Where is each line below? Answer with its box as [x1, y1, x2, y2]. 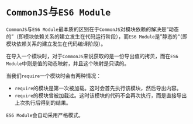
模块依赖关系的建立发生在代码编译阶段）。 [6, 40, 106, 47]
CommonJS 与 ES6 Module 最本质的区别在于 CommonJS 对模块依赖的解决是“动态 [6, 26, 180, 33]
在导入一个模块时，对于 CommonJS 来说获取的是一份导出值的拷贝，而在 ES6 [6, 52, 178, 59]
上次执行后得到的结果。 [14, 99, 71, 106]
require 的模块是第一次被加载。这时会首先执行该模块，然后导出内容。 [14, 84, 182, 91]
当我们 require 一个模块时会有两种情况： [6, 72, 102, 79]
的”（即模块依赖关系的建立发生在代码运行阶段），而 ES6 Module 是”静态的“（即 [6, 33, 188, 40]
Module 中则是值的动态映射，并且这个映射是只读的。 [6, 59, 130, 67]
